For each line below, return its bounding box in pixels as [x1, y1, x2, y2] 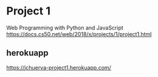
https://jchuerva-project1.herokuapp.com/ [6, 64, 111, 71]
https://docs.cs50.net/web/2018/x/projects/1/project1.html [6, 30, 152, 37]
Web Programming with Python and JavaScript [6, 24, 123, 31]
